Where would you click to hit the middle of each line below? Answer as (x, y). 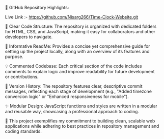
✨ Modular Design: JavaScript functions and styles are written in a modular (81, 106)
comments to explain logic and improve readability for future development (80, 71)
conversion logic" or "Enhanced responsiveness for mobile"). (67, 97)
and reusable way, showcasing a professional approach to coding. (72, 111)
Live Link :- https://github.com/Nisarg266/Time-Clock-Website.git (72, 17)
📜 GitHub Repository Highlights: (37, 8)
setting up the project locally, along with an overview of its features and (77, 51)
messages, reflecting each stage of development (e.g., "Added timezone (79, 91)
